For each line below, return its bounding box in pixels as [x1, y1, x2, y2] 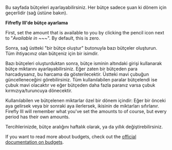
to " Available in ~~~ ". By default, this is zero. [5, 35, 100, 41]
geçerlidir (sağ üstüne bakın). [5, 10, 68, 16]
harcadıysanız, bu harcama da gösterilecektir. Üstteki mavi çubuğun [5, 71, 149, 77]
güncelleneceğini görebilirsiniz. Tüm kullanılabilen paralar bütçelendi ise [5, 77, 158, 82]
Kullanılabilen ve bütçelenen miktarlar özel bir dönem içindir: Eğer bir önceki [5, 97, 166, 103]
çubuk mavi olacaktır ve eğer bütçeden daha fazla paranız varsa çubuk [5, 82, 156, 88]
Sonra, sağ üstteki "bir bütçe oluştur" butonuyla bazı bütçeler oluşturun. [5, 45, 158, 51]
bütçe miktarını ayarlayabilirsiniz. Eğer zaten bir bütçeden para [5, 66, 138, 72]
